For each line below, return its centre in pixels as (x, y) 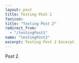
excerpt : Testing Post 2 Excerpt (40, 42)
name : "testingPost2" (28, 38)
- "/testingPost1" (29, 33)
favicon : (14, 19)
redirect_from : (21, 28)
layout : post (19, 10)
